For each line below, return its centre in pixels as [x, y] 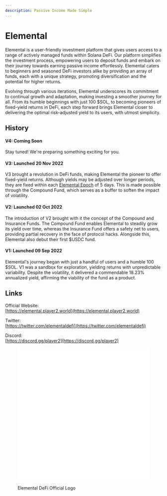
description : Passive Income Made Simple [49, 10]
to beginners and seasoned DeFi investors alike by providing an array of [79, 71]
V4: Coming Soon [24, 141]
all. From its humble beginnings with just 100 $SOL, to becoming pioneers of [83, 102]
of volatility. [17, 196]
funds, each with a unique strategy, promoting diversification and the [76, 76]
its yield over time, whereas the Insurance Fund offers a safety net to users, [83, 229]
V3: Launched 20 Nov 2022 [34, 163]
